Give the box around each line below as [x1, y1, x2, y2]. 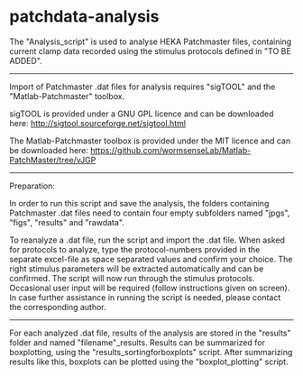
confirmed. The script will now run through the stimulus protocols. [9, 272, 255, 283]
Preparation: [9, 180, 56, 191]
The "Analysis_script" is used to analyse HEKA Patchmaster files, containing [9, 36, 292, 47]
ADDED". [9, 55, 42, 66]
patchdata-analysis [9, 6, 160, 27]
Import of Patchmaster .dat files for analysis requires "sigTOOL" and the [9, 81, 276, 92]
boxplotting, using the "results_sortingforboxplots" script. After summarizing [9, 346, 293, 357]
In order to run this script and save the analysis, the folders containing [9, 197, 270, 208]
